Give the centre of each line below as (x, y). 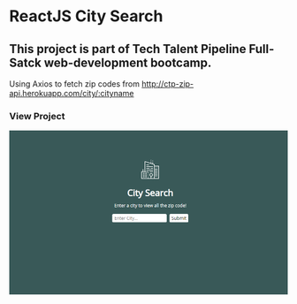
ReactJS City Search (86, 16)
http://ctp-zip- (168, 84)
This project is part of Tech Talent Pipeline (128, 49)
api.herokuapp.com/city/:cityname (72, 93)
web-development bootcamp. (128, 62)
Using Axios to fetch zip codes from (74, 84)
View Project (37, 116)
